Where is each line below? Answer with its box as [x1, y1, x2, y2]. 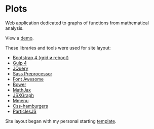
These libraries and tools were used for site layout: [5, 45, 111, 51]
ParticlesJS [12, 108, 36, 114]
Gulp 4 [12, 60, 27, 66]
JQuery [12, 65, 29, 71]
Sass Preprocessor [12, 70, 53, 76]
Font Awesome [12, 76, 44, 82]
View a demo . [5, 35, 34, 41]
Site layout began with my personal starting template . [5, 118, 117, 124]
